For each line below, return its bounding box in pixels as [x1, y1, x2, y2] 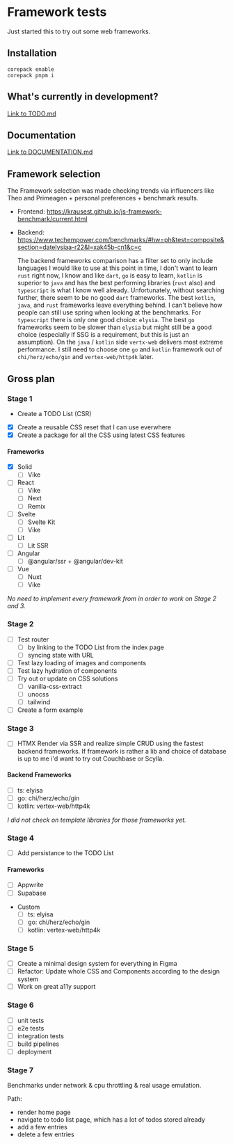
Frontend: [17, 207, 45, 216]
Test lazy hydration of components [17, 666, 118, 675]
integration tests [17, 1031, 65, 1040]
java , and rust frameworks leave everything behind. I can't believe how [17, 301, 223, 310]
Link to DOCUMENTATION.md [7, 148, 93, 157]
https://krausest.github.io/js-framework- [46, 207, 162, 216]
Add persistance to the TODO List [17, 849, 114, 857]
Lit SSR [27, 541, 49, 550]
